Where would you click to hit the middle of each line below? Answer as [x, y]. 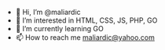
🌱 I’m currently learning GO [59, 29]
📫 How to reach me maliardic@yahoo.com [85, 37]
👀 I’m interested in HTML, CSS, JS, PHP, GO [86, 20]
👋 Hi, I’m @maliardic [48, 12]
